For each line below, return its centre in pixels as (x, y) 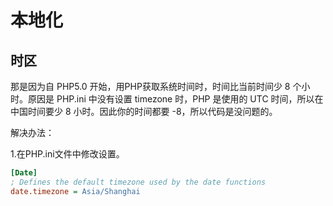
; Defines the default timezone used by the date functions (138, 182)
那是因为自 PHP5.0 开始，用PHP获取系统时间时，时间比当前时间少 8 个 (156, 86)
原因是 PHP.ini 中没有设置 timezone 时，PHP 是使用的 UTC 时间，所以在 (175, 99)
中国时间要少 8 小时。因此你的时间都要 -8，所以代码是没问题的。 (144, 111)
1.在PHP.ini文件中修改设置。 (67, 154)
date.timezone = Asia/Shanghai (75, 191)
